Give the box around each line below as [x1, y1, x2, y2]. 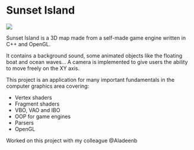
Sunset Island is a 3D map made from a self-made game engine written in [6, 34, 186, 42]
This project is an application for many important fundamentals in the [6, 76, 175, 83]
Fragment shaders [14, 100, 60, 107]
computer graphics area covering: [6, 82, 90, 90]
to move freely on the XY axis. [6, 65, 80, 72]
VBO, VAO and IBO [14, 106, 61, 113]
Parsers [14, 119, 34, 126]
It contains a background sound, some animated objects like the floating [6, 52, 183, 59]
